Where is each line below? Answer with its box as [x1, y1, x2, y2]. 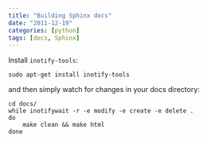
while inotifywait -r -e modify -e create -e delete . [8, 107, 194, 115]
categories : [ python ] [8, 26, 80, 34]
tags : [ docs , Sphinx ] [8, 33, 80, 42]
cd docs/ [8, 100, 37, 108]
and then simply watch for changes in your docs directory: [8, 85, 201, 94]
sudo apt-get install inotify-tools [8, 71, 130, 79]
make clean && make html [22, 121, 105, 129]
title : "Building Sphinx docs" [8, 11, 112, 20]
